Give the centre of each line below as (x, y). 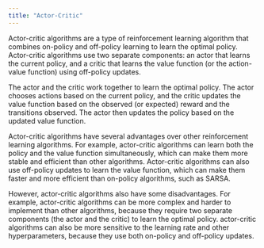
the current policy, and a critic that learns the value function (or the (118, 63)
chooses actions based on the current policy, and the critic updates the (124, 95)
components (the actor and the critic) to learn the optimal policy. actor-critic (132, 219)
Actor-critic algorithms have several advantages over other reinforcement (128, 136)
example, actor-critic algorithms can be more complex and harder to (120, 202)
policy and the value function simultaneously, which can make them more (128, 153)
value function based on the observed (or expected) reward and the (119, 104)
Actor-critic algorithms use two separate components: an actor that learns (129, 55)
